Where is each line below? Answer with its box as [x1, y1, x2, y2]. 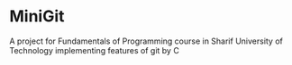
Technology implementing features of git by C [9, 45, 180, 55]
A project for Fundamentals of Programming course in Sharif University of [9, 36, 284, 46]
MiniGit [9, 6, 65, 27]
